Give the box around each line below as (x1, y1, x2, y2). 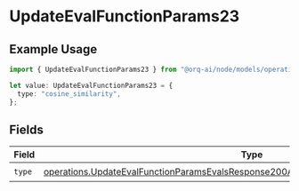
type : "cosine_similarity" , (17, 89, 122, 99)
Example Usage (9, 42, 98, 57)
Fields (9, 122, 44, 137)
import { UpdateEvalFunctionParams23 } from (9, 65, 177, 74)
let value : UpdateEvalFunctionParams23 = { (9, 81, 174, 90)
